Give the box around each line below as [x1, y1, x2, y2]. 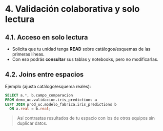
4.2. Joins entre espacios [5, 71, 84, 79]
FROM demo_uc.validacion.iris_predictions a [5, 97, 97, 102]
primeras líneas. [12, 51, 45, 57]
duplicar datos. [17, 120, 47, 126]
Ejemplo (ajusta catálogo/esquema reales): [5, 83, 91, 89]
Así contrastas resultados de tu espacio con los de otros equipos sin [17, 115, 155, 121]
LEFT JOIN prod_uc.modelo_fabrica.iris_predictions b [5, 102, 117, 107]
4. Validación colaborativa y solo [5, 3, 140, 15]
